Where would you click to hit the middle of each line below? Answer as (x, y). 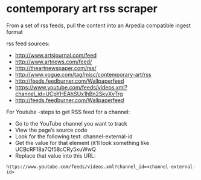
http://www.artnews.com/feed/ (53, 62)
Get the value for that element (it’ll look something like (82, 143)
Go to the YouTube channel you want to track (71, 123)
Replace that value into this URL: (55, 155)
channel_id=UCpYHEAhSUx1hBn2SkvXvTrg (69, 94)
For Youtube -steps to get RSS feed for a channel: (68, 112)
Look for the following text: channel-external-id (74, 136)
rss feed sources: (28, 43)
